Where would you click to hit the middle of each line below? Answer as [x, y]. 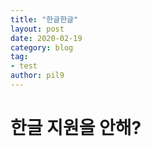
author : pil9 [37, 76]
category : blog [42, 47]
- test [24, 66]
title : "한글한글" [44, 19]
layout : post [37, 29]
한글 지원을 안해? [76, 128]
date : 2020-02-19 [46, 38]
